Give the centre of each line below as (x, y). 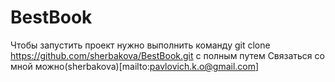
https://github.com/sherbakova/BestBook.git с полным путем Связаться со (167, 55)
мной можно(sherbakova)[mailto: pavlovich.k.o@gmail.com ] (135, 66)
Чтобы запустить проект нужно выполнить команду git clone (140, 45)
